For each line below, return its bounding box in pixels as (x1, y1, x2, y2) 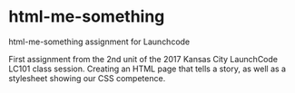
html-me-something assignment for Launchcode (8, 36, 191, 47)
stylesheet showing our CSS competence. (8, 72, 166, 83)
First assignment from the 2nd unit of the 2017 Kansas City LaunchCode (8, 53, 279, 64)
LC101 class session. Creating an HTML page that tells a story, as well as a (8, 63, 287, 74)
